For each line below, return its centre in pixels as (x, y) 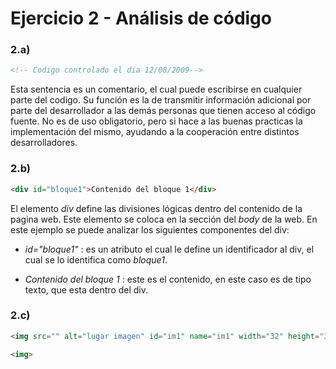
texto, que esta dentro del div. (86, 289)
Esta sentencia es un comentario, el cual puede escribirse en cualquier (156, 89)
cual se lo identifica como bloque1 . (96, 259)
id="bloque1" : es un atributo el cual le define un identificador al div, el (169, 249)
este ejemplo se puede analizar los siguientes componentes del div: (150, 229)
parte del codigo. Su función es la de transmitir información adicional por (161, 100)
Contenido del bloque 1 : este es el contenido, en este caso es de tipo (168, 279)
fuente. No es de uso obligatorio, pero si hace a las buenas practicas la (156, 121)
